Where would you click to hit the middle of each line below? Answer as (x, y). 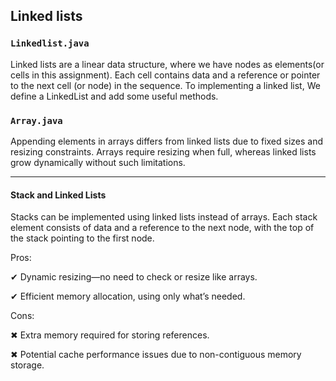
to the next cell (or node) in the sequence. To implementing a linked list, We (165, 85)
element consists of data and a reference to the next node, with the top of (162, 228)
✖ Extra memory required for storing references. (110, 335)
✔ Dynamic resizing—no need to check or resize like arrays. (134, 277)
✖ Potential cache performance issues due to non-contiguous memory (156, 355)
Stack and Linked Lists (58, 195)
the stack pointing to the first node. (82, 238)
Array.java (36, 120)
